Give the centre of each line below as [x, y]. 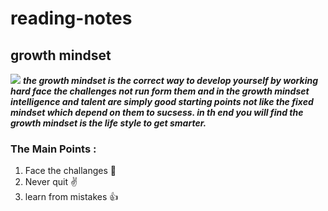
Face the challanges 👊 [70, 171]
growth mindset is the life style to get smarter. [108, 123]
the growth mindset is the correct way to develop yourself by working [170, 80]
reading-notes [71, 18]
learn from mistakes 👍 [71, 197]
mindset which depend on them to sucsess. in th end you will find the [157, 112]
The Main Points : [53, 149]
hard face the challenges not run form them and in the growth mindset [160, 91]
